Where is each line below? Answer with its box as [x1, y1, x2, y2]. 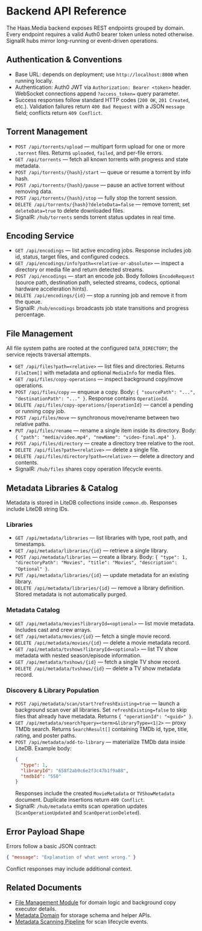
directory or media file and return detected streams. [14, 266, 144, 273]
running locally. [14, 77, 53, 84]
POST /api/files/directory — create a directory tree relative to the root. [14, 440, 195, 447]
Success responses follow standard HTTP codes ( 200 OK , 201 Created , [14, 96, 190, 103]
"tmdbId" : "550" [21, 773, 62, 779]
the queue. [14, 298, 42, 306]
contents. [14, 459, 39, 466]
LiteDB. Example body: [14, 744, 72, 752]
